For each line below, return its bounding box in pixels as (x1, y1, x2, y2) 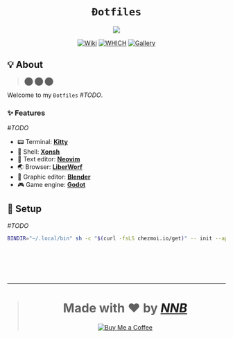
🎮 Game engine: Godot (17, 181, 86, 189)
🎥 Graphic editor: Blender (17, 172, 91, 181)
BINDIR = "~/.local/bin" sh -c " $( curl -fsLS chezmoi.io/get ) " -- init (7, 235, 213, 242)
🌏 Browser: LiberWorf (17, 163, 83, 171)
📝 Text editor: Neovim (17, 155, 80, 163)
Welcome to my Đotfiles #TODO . (7, 91, 103, 99)
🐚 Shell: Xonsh (17, 148, 60, 156)
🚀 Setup (7, 203, 42, 215)
